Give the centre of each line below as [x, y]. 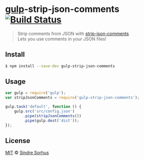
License [18, 141]
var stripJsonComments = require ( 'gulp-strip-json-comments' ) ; [72, 98]
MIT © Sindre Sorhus [27, 153]
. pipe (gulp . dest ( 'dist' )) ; [51, 121]
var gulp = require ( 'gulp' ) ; [35, 93]
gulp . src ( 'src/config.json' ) [44, 111]
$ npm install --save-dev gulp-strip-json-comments [60, 66]
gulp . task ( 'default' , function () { [43, 107]
